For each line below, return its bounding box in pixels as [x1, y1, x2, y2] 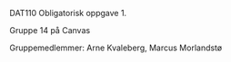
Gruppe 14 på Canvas [9, 25, 91, 35]
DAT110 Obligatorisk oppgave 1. [9, 8, 127, 18]
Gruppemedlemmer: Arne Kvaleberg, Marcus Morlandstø [9, 42, 223, 53]
